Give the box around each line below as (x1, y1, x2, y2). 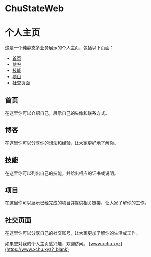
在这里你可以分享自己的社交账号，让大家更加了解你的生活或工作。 (5, 230, 140, 236)
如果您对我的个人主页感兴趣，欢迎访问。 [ (5, 241, 91, 247)
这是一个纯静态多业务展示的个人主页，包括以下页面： (5, 45, 114, 51)
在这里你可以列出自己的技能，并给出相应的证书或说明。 (5, 170, 118, 176)
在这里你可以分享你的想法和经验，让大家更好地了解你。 (5, 140, 118, 146)
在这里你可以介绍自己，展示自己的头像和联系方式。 (5, 110, 110, 116)
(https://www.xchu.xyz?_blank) (5, 246, 69, 252)
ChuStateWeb (5, 3, 64, 14)
